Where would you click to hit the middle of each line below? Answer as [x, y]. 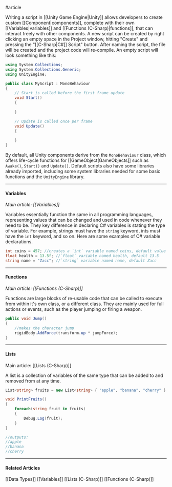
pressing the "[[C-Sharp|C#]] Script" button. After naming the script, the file [85, 45]
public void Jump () [26, 319]
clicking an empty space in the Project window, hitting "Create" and [77, 39]
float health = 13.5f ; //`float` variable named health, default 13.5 [82, 256]
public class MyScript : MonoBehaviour [48, 83]
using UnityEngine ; [26, 74]
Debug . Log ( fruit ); [43, 418]
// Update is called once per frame [54, 121]
